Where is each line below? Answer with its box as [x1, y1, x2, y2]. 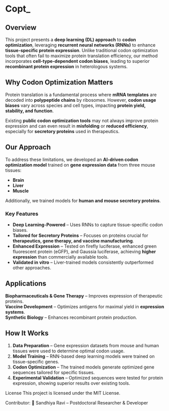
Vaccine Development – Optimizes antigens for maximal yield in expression [5, 303, 164, 309]
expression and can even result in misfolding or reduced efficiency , [5, 122, 148, 129]
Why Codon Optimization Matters [5, 78, 113, 87]
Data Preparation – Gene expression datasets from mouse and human [12, 342, 159, 348]
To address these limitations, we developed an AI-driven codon [5, 156, 139, 162]
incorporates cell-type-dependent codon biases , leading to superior [5, 58, 150, 64]
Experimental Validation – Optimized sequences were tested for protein [12, 375, 163, 381]
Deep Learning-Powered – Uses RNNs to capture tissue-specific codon [12, 221, 163, 228]
